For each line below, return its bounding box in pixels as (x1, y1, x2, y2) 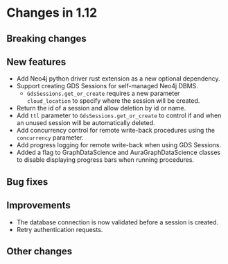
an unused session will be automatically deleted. (16, 119, 155, 127)
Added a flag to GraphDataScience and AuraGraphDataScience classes (16, 148, 221, 157)
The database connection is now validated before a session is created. (16, 217, 219, 226)
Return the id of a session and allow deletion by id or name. (16, 104, 186, 113)
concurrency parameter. (16, 133, 84, 142)
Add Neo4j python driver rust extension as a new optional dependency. (16, 74, 220, 83)
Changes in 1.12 (6, 5, 98, 21)
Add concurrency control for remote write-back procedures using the (16, 126, 216, 135)
